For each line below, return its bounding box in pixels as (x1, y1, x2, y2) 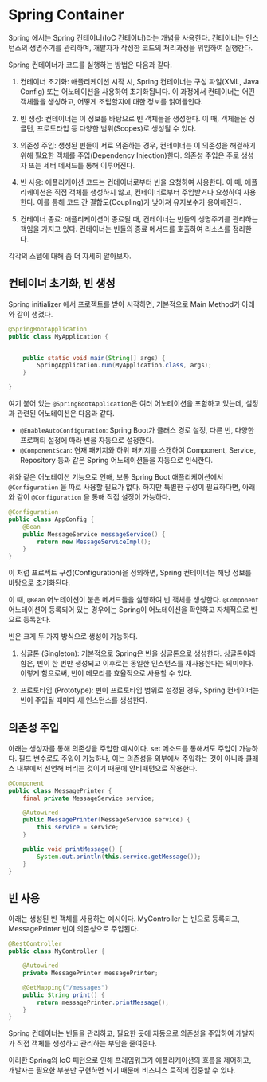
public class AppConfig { (8, 516, 94, 523)
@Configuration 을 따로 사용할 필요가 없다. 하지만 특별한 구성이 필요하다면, (8, 482, 241, 492)
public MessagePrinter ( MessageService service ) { (22, 816, 191, 824)
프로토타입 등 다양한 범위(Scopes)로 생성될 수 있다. (37, 123, 197, 133)
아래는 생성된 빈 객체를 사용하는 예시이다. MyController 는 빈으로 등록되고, (8, 914, 241, 923)
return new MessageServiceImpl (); (37, 538, 151, 546)
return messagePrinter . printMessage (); (37, 998, 170, 1006)
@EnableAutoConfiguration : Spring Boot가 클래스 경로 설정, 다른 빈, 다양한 (19, 425, 255, 435)
